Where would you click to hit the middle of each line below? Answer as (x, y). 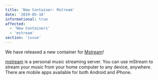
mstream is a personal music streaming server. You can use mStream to (79, 61)
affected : (15, 24)
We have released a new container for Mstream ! (54, 52)
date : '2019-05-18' (25, 14)
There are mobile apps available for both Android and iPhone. (68, 72)
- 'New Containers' (30, 28)
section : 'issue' (23, 38)
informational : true (27, 19)
